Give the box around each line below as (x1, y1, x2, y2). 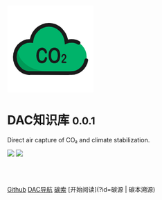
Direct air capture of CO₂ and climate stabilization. (7, 135, 150, 144)
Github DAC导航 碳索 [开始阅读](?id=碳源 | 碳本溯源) (7, 185, 156, 193)
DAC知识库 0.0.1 (7, 112, 96, 128)
